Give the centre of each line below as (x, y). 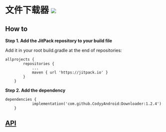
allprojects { (20, 60)
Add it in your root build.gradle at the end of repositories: (64, 50)
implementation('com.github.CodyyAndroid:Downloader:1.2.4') (97, 104)
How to (16, 29)
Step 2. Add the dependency (35, 90)
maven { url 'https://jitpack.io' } (70, 72)
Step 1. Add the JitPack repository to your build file (59, 41)
